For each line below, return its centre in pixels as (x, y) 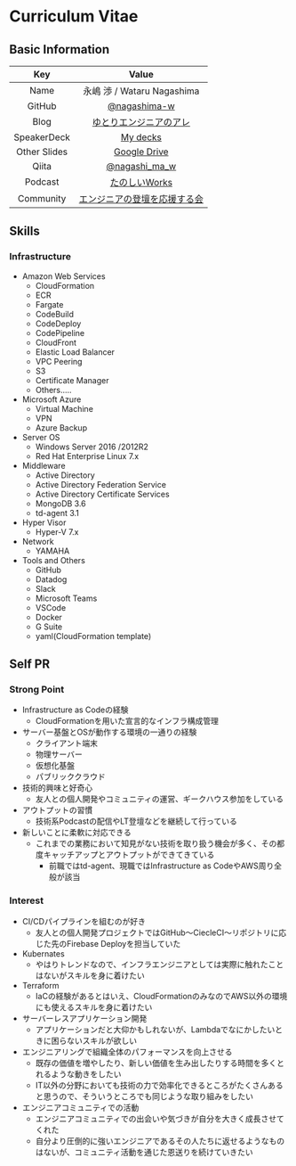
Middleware (44, 465)
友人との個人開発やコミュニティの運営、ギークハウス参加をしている (160, 799)
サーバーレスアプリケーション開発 (84, 1018)
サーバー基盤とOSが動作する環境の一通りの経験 (109, 732)
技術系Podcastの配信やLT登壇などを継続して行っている (136, 821)
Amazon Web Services (64, 276)
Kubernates (43, 953)
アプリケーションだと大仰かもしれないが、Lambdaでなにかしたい (155, 1029)
